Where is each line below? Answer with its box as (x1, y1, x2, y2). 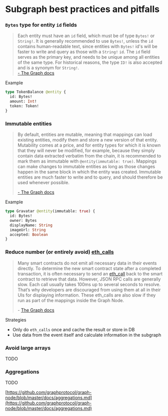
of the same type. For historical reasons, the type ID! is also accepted (17, 59, 162, 66)
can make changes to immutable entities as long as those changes (17, 164, 155, 170)
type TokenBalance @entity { (5, 89, 66, 95)
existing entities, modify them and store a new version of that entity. (17, 137, 158, 143)
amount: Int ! (10, 99, 37, 104)
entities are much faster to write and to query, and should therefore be (17, 174, 163, 180)
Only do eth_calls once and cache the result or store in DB (12, 326, 135, 332)
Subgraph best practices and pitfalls (5, 4, 159, 15)
